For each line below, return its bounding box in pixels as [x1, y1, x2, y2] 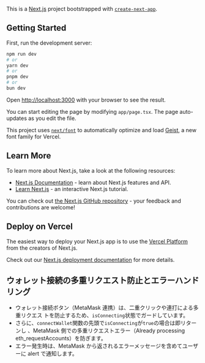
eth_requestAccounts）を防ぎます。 [15, 335, 106, 342]
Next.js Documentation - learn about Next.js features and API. [15, 179, 171, 186]
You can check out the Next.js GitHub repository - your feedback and [6, 197, 182, 204]
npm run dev [6, 51, 37, 57]
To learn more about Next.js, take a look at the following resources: [6, 167, 176, 174]
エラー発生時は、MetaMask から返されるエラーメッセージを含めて [15, 342, 182, 350]
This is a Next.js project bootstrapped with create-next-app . [6, 6, 158, 12]
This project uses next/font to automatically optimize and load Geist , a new [6, 126, 197, 133]
